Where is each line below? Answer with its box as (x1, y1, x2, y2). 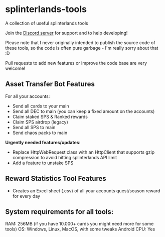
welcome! (5, 65, 26, 71)
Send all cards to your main (12, 103, 69, 109)
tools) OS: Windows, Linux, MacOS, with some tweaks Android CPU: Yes (5, 226, 155, 232)
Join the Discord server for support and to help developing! (5, 30, 128, 36)
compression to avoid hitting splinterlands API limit (12, 154, 117, 160)
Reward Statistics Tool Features (5, 174, 106, 183)
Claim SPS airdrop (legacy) (12, 119, 69, 125)
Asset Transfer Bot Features (5, 80, 95, 88)
